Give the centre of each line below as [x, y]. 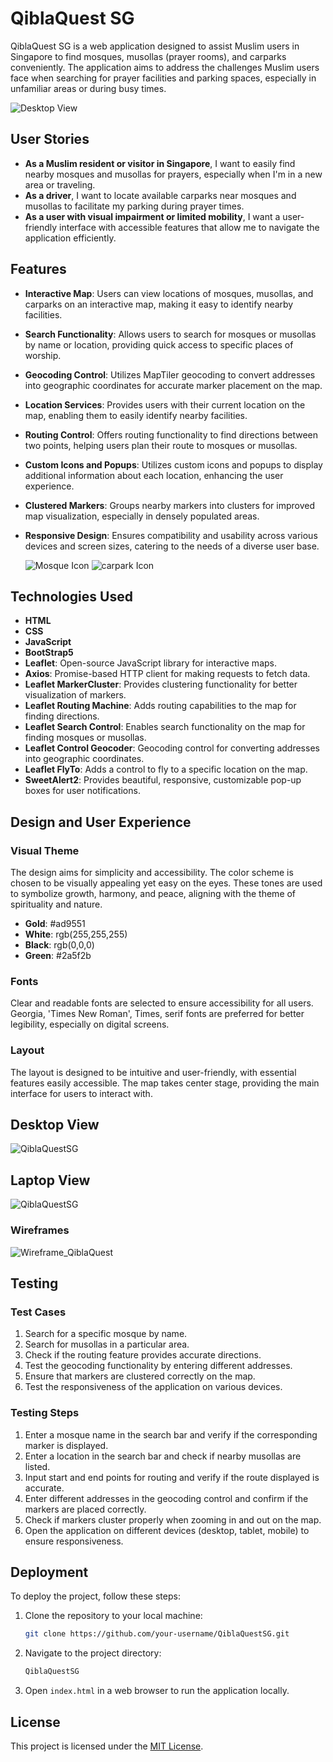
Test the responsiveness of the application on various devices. [153, 1387]
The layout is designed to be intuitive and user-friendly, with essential [153, 1072]
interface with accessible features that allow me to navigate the [189, 227]
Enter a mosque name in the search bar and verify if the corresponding [171, 1434]
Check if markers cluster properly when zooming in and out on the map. [173, 1519]
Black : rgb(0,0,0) [59, 945]
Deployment [49, 1572]
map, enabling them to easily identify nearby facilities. [136, 415]
